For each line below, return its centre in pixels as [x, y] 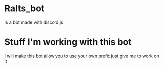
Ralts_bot [25, 9]
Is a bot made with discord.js [34, 22]
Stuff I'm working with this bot [68, 42]
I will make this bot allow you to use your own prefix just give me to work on [82, 56]
